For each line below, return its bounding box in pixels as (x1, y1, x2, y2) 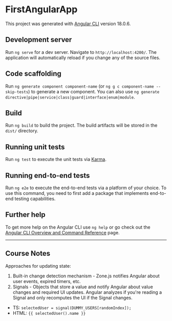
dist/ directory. (5, 128, 38, 134)
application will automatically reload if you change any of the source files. (5, 54, 160, 61)
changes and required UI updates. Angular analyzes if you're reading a (12, 289, 162, 295)
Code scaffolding (5, 69, 61, 78)
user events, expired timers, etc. (12, 278, 81, 284)
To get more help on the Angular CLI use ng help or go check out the (5, 224, 150, 230)
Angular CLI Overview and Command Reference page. (5, 229, 120, 235)
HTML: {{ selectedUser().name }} (12, 310, 86, 316)
